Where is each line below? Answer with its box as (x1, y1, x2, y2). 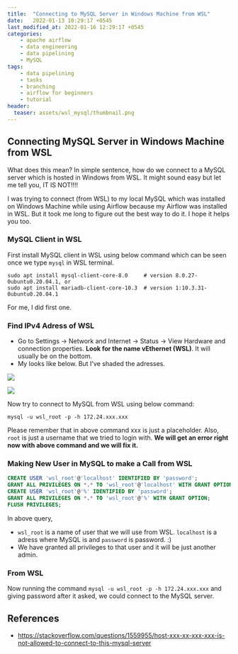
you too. (7, 217, 32, 226)
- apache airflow (20, 37, 72, 44)
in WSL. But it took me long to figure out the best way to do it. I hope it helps (7, 209, 230, 218)
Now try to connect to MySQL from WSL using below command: (7, 400, 195, 409)
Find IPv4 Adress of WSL (7, 321, 94, 331)
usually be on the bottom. (17, 352, 93, 360)
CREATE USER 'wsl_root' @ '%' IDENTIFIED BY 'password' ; (7, 488, 173, 495)
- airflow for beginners (20, 89, 93, 96)
